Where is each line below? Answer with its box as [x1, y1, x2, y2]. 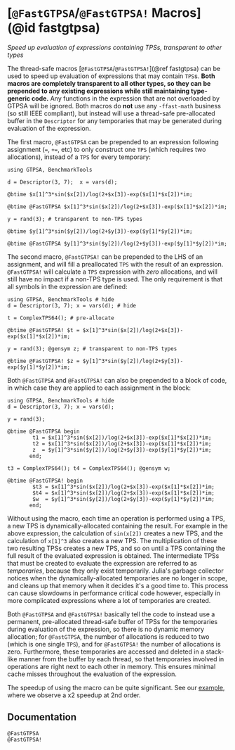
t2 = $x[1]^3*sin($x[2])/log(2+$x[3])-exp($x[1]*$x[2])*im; [32, 440, 212, 447]
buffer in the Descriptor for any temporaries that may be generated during [7, 116, 222, 125]
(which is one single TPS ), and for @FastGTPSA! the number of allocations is [7, 640, 221, 648]
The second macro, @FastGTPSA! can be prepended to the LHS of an [7, 252, 203, 261]
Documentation [7, 711, 77, 723]
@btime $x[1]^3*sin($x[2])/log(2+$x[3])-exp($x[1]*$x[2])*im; [7, 191, 193, 198]
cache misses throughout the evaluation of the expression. [7, 670, 177, 678]
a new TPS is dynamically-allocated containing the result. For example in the [7, 521, 228, 530]
